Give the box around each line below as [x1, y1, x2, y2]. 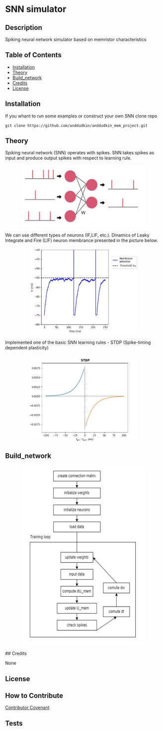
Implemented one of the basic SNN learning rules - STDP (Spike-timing [5, 339, 151, 345]
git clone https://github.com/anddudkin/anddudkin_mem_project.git [5, 123, 148, 128]
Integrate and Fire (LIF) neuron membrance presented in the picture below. [5, 237, 158, 243]
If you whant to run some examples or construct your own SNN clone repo [5, 113, 158, 119]
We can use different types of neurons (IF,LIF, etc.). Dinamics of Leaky [5, 232, 150, 238]
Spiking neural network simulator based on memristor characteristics [5, 36, 147, 42]
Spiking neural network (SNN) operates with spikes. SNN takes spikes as [5, 150, 155, 156]
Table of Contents [5, 51, 62, 59]
